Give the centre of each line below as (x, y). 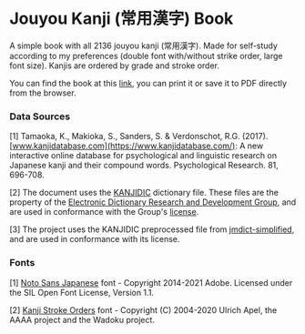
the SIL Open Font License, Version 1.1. (82, 292)
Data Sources (40, 116)
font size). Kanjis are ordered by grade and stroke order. (115, 66)
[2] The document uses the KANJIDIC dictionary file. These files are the (144, 193)
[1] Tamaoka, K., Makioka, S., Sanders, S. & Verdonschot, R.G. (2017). (139, 137)
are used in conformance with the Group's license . (104, 212)
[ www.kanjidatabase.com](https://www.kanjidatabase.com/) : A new (137, 146)
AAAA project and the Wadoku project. (82, 319)
